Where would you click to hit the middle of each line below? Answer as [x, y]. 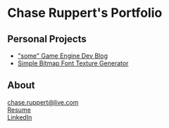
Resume [19, 110]
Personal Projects [47, 39]
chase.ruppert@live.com [43, 102]
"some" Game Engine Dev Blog [62, 56]
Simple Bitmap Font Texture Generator [73, 63]
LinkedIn [20, 117]
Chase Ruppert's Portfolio [85, 13]
